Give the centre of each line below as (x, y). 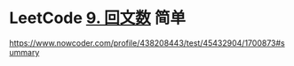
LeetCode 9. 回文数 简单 (98, 18)
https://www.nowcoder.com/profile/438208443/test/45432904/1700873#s (147, 43)
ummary (24, 52)
